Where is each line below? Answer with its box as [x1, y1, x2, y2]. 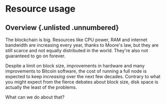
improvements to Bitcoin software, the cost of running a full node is [5, 68, 147, 74]
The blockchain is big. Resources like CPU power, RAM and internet [5, 37, 148, 43]
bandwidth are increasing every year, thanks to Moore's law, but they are [5, 42, 159, 48]
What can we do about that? [5, 94, 65, 100]
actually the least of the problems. [5, 84, 77, 90]
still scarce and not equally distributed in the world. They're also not [5, 48, 148, 53]
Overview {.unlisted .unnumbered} [5, 23, 119, 32]
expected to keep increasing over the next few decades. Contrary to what [5, 74, 161, 79]
